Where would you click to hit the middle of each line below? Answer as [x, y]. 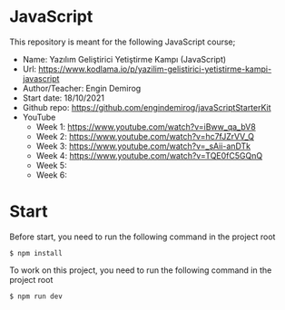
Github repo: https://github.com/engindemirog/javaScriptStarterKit [147, 107]
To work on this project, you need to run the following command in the [141, 270]
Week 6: [52, 175]
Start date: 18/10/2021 [63, 98]
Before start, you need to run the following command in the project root [142, 237]
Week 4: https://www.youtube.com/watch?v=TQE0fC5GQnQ [149, 155]
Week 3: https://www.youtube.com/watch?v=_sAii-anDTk [143, 146]
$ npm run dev [36, 296]
